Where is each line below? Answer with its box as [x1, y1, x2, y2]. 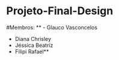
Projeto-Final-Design [6, 4, 114, 18]
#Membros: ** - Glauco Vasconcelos [6, 24, 98, 31]
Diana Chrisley [14, 35, 52, 42]
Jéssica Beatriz [14, 42, 53, 49]
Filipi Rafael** [14, 48, 49, 55]
